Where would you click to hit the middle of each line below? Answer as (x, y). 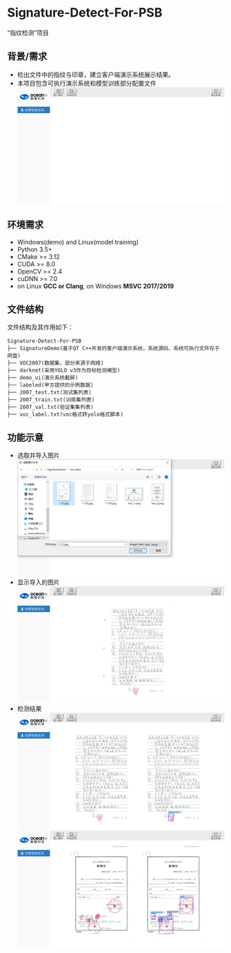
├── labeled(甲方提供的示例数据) (51, 385)
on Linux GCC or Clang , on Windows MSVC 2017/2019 (96, 286)
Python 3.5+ (35, 249)
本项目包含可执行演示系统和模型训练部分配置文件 (87, 83)
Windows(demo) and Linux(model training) (78, 242)
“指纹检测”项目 (28, 32)
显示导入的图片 (38, 582)
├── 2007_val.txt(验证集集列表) (51, 407)
